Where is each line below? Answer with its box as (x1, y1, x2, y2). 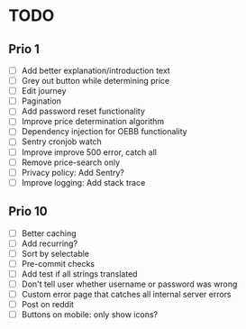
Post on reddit (21, 299, 74, 309)
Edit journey (21, 86, 67, 96)
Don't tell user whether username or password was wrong (21, 279, 238, 289)
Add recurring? (21, 238, 78, 249)
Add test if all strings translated (21, 268, 138, 279)
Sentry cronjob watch (21, 136, 103, 147)
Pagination (21, 96, 62, 106)
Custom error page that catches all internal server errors (21, 288, 232, 299)
